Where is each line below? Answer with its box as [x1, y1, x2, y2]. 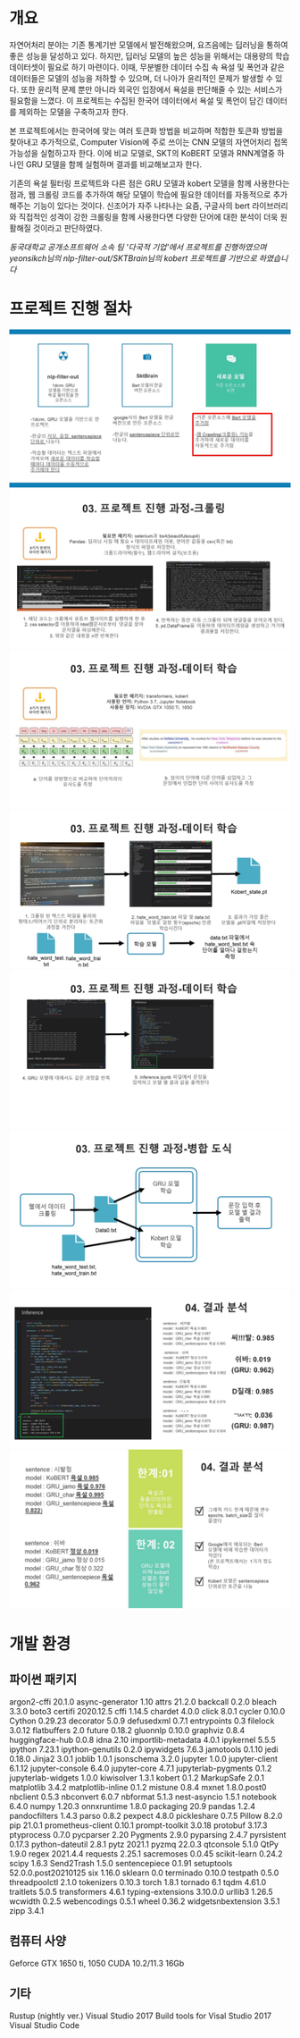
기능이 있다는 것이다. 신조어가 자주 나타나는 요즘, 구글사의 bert [32, 200, 250, 211]
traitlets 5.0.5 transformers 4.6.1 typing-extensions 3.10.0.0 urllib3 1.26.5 [9, 1886, 274, 1897]
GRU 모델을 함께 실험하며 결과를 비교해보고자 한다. [25, 158, 203, 170]
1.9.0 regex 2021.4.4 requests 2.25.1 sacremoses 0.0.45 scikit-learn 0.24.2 [9, 1848, 283, 1859]
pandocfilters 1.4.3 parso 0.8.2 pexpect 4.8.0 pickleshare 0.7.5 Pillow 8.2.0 [9, 1810, 283, 1821]
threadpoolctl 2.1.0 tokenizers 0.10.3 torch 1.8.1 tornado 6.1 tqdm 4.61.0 [9, 1876, 267, 1887]
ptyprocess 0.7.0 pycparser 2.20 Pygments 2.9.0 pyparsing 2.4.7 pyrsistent [9, 1829, 287, 1840]
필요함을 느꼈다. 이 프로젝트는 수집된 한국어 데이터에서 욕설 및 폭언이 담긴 [9, 95, 264, 105]
